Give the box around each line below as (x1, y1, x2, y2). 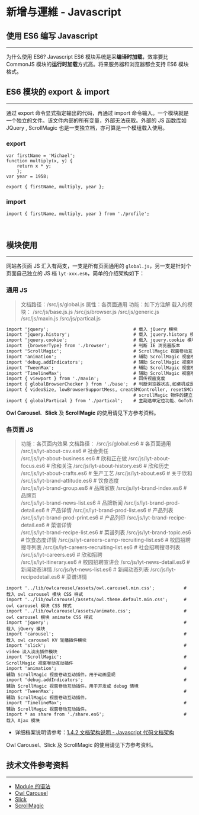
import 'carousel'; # (6, 631, 187, 637)
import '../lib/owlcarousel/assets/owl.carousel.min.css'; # (6, 585, 187, 591)
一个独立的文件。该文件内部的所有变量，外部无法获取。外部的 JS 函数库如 (6, 117, 187, 124)
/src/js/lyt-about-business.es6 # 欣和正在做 (20, 455, 127, 462)
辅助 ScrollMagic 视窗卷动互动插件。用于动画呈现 (6, 672, 116, 678)
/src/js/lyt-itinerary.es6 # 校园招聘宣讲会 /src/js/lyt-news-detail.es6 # (20, 559, 191, 566)
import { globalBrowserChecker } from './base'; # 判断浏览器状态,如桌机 (6, 381, 186, 387)
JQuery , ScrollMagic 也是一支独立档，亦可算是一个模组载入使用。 (6, 124, 168, 131)
